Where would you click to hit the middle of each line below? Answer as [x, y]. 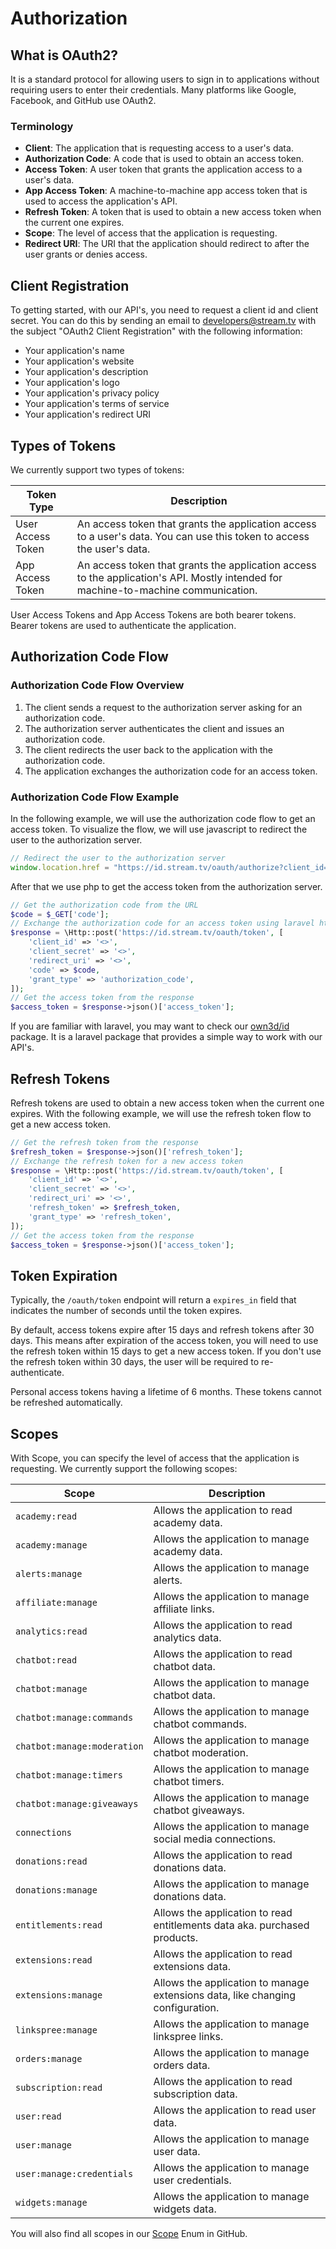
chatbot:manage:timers [69, 1775]
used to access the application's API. [101, 201]
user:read [38, 2116]
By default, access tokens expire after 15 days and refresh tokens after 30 [162, 1330]
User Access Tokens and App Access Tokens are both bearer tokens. [153, 614]
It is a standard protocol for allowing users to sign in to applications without [165, 79]
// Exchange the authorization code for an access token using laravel [162, 923]
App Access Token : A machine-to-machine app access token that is [166, 191]
